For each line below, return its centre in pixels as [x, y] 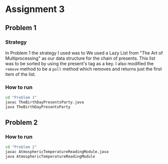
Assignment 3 [35, 9]
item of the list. [21, 74]
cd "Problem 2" [21, 147]
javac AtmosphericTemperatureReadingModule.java [57, 152]
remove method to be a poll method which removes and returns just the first [83, 69]
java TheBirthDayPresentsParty [38, 107]
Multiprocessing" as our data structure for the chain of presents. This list [80, 58]
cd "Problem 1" [21, 98]
